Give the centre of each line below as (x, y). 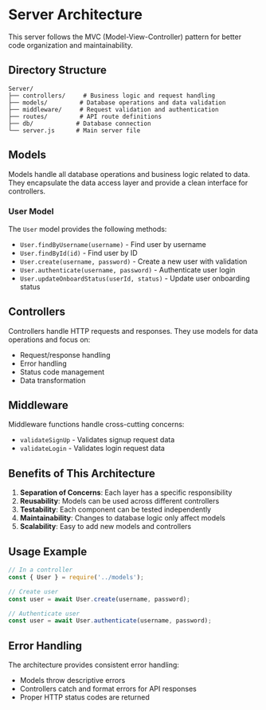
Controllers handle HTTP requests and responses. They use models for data (133, 331)
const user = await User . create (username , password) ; (100, 599)
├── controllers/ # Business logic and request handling (112, 96)
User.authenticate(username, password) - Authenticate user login (127, 269)
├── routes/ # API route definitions (85, 116)
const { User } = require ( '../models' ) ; (76, 577)
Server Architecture (76, 15)
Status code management (62, 371)
